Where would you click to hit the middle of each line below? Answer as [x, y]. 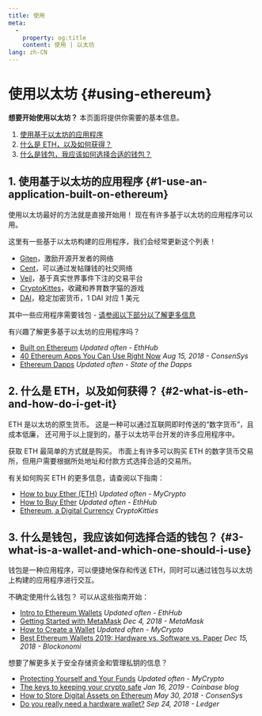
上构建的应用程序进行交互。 [53, 580]
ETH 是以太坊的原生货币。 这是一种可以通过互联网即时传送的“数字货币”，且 [131, 424]
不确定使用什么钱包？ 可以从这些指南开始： [78, 597]
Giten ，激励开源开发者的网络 [66, 258]
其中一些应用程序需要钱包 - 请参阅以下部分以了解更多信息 [102, 315]
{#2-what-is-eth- [205, 391]
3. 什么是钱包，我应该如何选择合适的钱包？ [113, 537]
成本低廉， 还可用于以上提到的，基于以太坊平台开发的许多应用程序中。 [123, 434]
